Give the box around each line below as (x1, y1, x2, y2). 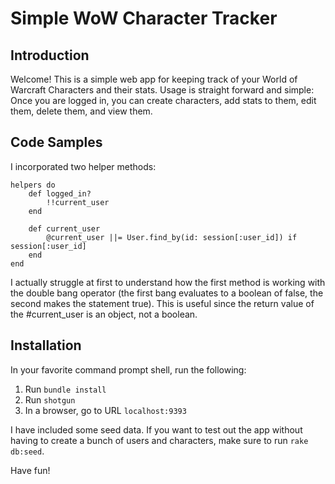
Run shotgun (24, 393, 76, 406)
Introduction (10, 47, 90, 64)
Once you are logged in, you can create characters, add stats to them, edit (10, 95, 317, 106)
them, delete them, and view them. (10, 105, 153, 117)
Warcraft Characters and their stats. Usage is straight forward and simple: (10, 84, 315, 96)
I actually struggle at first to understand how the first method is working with (10, 276, 326, 288)
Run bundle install (24, 383, 107, 395)
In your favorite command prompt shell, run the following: (10, 363, 247, 376)
